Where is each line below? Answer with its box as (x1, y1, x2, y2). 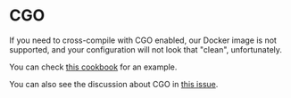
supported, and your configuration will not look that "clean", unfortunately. (9, 44, 283, 54)
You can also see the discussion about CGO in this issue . (9, 78, 219, 89)
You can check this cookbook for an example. (9, 61, 178, 72)
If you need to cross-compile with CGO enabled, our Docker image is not (9, 35, 277, 45)
